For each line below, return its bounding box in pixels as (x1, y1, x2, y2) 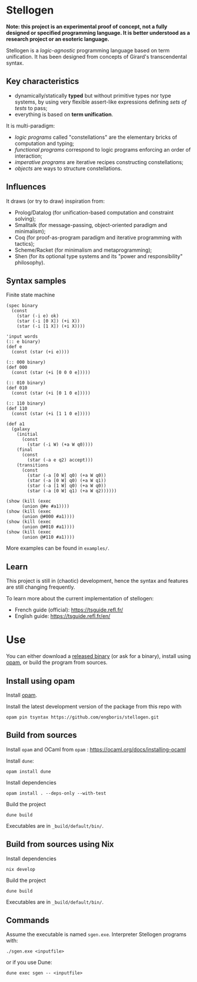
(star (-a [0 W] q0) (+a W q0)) (27, 473, 107, 479)
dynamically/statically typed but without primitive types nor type (14, 92, 172, 99)
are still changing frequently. (6, 583, 75, 591)
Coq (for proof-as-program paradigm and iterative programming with (14, 233, 182, 241)
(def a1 (6, 421, 25, 427)
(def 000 (6, 365, 28, 370)
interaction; (14, 152, 43, 159)
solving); (14, 215, 36, 222)
